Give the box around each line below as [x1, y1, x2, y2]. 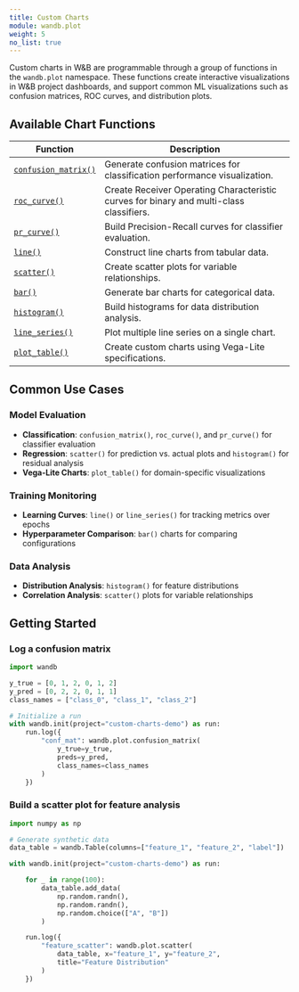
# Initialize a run [9, 711, 82, 720]
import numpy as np [9, 819, 82, 828]
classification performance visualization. [104, 169, 274, 182]
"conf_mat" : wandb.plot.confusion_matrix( [41, 736, 201, 745]
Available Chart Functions [9, 117, 156, 132]
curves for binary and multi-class [104, 195, 245, 208]
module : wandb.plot [9, 21, 82, 30]
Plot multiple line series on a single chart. [104, 326, 276, 339]
